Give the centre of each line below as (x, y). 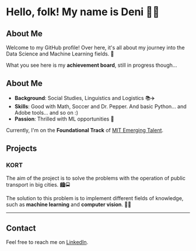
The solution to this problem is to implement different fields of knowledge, (95, 198)
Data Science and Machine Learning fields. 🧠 (60, 54)
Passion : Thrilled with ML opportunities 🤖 (64, 119)
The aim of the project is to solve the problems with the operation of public (96, 178)
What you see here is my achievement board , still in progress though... (92, 65)
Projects (22, 149)
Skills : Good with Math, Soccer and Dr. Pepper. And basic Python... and (100, 106)
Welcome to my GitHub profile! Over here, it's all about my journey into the (95, 47)
